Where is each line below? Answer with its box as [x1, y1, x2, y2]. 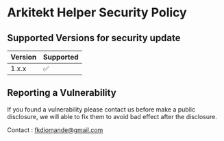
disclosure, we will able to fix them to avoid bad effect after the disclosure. [7, 112, 217, 120]
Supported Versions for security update [7, 32, 181, 44]
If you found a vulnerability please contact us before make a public [7, 105, 196, 114]
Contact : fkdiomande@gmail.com [7, 125, 103, 134]
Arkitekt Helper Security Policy [7, 5, 187, 21]
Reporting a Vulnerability [7, 87, 116, 99]
